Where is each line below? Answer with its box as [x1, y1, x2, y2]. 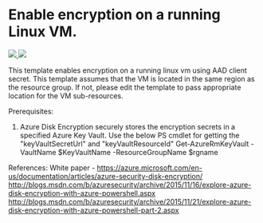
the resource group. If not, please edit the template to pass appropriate [8, 82, 241, 92]
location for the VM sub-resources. [8, 90, 124, 101]
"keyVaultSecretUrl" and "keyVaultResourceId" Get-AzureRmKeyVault [19, 138, 249, 149]
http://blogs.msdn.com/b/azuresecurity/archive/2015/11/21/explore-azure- [8, 197, 252, 206]
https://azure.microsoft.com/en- [96, 162, 203, 173]
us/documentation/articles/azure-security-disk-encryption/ [8, 171, 203, 181]
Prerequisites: [8, 106, 54, 116]
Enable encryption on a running [8, 6, 221, 24]
